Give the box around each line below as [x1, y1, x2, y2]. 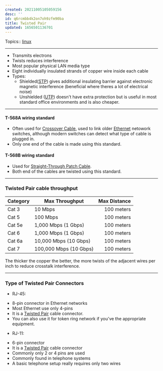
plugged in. [12, 136, 35, 142]
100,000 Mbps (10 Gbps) [34, 245, 94, 252]
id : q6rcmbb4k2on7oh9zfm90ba [5, 16, 64, 21]
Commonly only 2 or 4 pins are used [12, 350, 85, 356]
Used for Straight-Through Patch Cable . [12, 163, 92, 169]
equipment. [12, 321, 35, 327]
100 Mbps [34, 214, 58, 221]
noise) [19, 89, 33, 95]
